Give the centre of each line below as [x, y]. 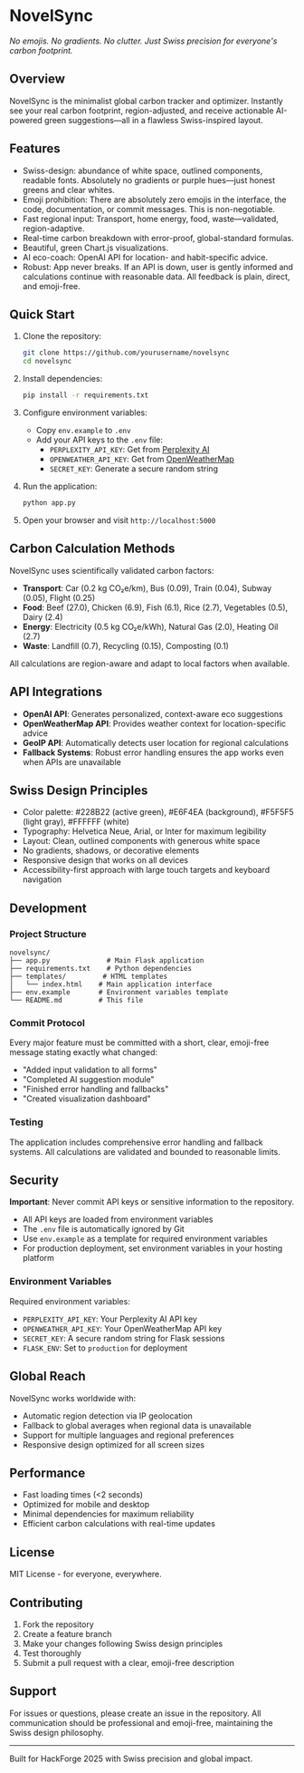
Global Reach [47, 1376]
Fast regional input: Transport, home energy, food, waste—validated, [150, 218]
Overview [38, 79]
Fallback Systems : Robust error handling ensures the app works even [153, 752]
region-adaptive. [53, 228]
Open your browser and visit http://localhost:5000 [119, 520]
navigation [42, 879]
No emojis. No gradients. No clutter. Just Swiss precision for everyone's [143, 41]
